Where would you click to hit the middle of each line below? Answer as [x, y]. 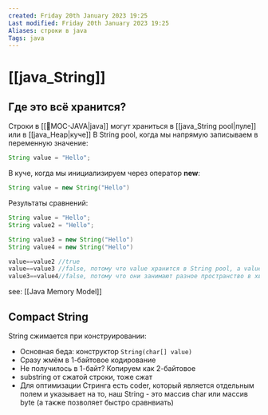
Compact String [49, 317]
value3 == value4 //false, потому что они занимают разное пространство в [130, 277]
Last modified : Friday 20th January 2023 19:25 [89, 23]
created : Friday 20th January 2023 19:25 [78, 16]
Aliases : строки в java [48, 30]
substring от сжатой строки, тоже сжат [86, 377]
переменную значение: [48, 143]
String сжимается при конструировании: [77, 336]
